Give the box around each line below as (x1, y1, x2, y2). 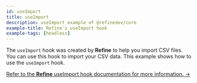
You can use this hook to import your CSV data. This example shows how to (6, 53, 192, 60)
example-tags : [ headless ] (6, 31, 70, 36)
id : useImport (6, 8, 42, 15)
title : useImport (6, 14, 49, 20)
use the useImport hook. (6, 59, 65, 67)
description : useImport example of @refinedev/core (6, 19, 136, 25)
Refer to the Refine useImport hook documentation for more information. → (6, 71, 190, 78)
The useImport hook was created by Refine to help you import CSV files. (6, 47, 183, 54)
